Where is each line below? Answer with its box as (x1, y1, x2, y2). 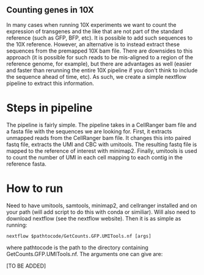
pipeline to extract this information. (6, 79, 95, 87)
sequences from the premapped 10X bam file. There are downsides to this (6, 47, 193, 54)
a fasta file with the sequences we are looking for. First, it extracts (6, 128, 172, 135)
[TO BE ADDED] (6, 262, 46, 269)
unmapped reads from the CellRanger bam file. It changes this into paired (6, 134, 191, 141)
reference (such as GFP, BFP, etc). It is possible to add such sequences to (6, 34, 193, 42)
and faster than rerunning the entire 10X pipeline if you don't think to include (6, 67, 198, 74)
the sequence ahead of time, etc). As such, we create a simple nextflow (6, 73, 187, 80)
